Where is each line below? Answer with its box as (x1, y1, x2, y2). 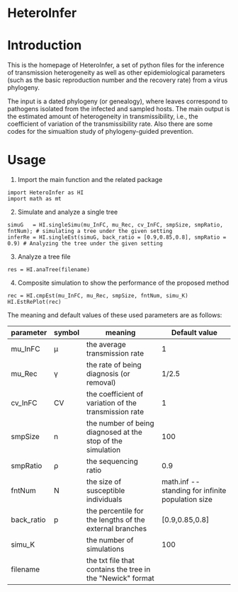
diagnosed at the (86, 427, 143, 437)
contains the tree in (86, 564, 151, 574)
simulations (86, 544, 125, 554)
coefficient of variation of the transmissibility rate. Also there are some (7, 120, 213, 128)
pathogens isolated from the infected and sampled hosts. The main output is (7, 105, 230, 113)
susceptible (86, 486, 125, 496)
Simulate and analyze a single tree (17, 207, 118, 217)
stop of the (86, 436, 123, 446)
